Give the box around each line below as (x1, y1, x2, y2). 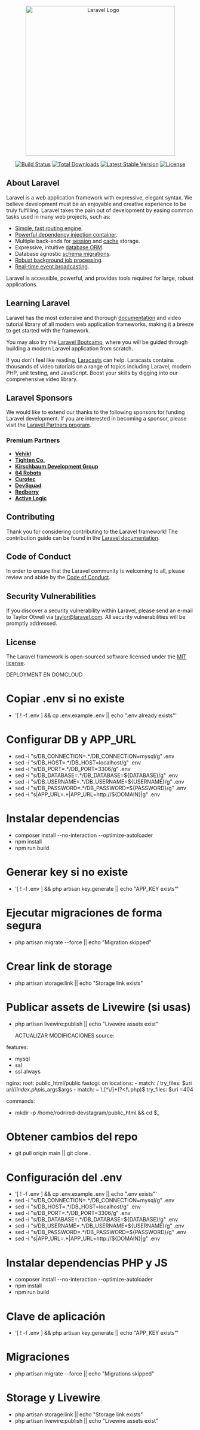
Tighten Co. (14, 456, 45, 464)
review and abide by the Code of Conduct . (6, 574, 110, 581)
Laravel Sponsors (6, 393, 73, 403)
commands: (6, 1097, 36, 1105)
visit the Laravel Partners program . (6, 421, 91, 428)
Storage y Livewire (6, 1391, 101, 1405)
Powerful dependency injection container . (14, 231, 118, 238)
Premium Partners (6, 436, 60, 445)
